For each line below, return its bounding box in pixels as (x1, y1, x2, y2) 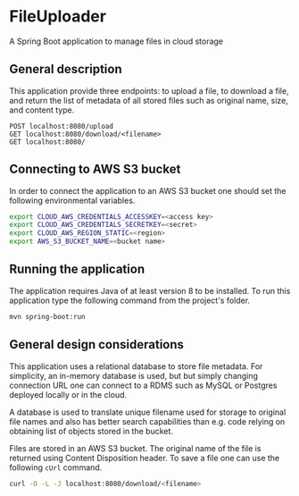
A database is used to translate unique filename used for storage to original (9, 407, 287, 417)
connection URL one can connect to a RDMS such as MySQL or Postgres (9, 380, 278, 391)
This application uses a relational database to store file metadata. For (9, 360, 263, 372)
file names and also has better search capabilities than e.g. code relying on (9, 416, 286, 426)
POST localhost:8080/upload (9, 122, 114, 130)
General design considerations (9, 337, 185, 352)
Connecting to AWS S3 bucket (9, 162, 181, 177)
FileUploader (9, 6, 107, 27)
